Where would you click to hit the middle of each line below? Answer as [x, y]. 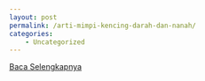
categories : [31, 33]
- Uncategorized [55, 42]
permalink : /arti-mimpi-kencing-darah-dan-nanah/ [103, 26]
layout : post [33, 17]
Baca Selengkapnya [46, 67]
